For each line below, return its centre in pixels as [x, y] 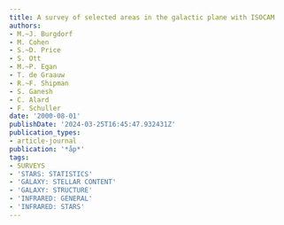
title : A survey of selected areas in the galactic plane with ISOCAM [142, 17]
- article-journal [43, 141]
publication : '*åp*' [47, 149]
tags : [19, 157]
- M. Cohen [29, 42]
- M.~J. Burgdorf [41, 34]
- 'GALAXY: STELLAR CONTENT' [63, 182]
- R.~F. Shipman [39, 83]
